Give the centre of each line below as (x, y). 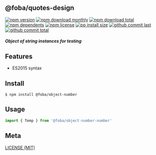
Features (19, 56)
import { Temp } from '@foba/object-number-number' (58, 121)
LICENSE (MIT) (20, 147)
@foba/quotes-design (40, 8)
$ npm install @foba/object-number (41, 95)
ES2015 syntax (27, 68)
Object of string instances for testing (43, 41)
